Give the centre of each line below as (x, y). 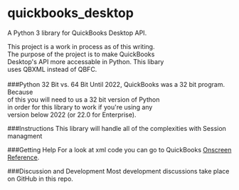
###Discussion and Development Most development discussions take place (118, 171)
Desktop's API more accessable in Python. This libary (86, 61)
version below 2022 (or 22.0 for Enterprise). (72, 115)
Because (20, 92)
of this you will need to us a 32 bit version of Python (84, 99)
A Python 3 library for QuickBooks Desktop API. (77, 33)
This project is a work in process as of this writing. (81, 46)
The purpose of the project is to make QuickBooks (81, 54)
